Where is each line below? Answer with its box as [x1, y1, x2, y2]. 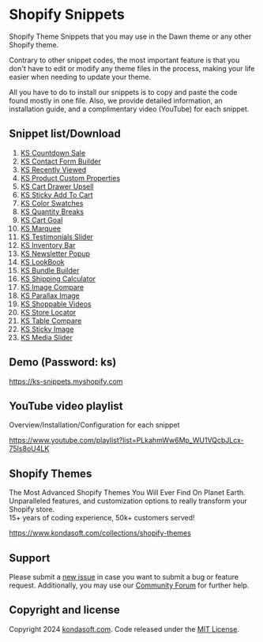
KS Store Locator [20, 307, 77, 317]
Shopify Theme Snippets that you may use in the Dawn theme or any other [9, 32, 252, 41]
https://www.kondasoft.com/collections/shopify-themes [9, 528, 192, 538]
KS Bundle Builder [20, 265, 80, 275]
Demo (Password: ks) [9, 355, 117, 369]
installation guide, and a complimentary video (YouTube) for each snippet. [9, 104, 250, 114]
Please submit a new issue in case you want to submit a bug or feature [9, 573, 239, 581]
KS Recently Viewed [20, 164, 87, 175]
